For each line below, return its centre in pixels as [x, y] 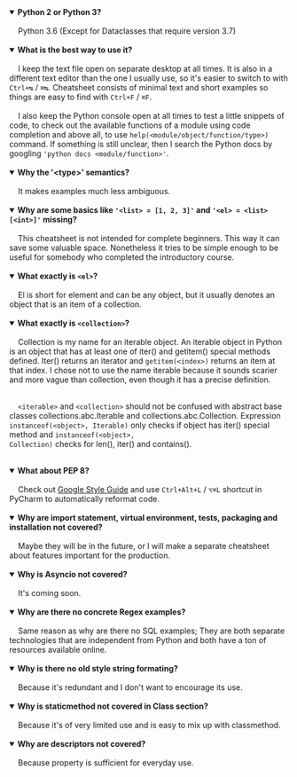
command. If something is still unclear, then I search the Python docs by [141, 144]
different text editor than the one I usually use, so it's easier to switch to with [148, 78]
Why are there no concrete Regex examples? [102, 612]
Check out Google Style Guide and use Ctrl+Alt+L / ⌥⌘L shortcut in [140, 489]
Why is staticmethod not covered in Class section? [113, 706]
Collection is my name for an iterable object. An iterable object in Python [149, 342]
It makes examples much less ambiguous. [94, 191]
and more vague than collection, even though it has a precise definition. [140, 380]
